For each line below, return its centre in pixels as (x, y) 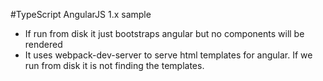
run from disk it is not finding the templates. (114, 65)
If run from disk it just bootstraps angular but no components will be (164, 33)
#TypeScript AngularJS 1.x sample (81, 14)
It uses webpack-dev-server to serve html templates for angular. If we (168, 55)
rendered (43, 44)
